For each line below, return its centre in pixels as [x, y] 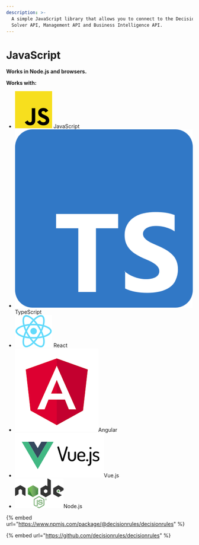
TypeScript [28, 312]
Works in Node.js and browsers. [46, 72]
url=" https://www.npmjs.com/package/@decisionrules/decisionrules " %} [96, 524]
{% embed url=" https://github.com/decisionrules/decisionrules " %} [89, 535]
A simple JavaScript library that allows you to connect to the [92, 19]
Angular [108, 429]
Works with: [21, 83]
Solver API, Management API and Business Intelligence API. [87, 25]
